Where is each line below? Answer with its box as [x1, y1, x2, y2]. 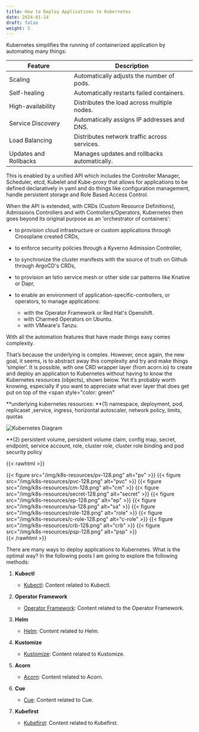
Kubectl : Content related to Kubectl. [23, 581, 111, 589]
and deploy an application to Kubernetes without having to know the [6, 370, 173, 377]
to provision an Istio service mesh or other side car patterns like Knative [14, 274, 191, 281]
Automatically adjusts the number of [73, 72, 175, 80]
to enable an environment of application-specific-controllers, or [14, 292, 171, 299]
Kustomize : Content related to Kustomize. [23, 650, 125, 658]
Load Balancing [9, 136, 52, 145]
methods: [6, 558, 30, 566]
